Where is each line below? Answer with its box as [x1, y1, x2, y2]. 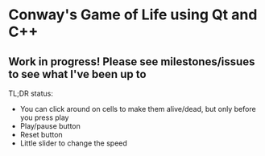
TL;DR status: [8, 88, 54, 98]
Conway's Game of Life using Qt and [8, 6, 258, 24]
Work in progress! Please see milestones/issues [8, 55, 255, 68]
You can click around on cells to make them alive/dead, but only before [19, 105, 256, 113]
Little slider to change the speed [19, 138, 127, 148]
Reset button [19, 130, 63, 139]
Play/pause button [19, 121, 81, 130]
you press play [19, 113, 69, 122]
